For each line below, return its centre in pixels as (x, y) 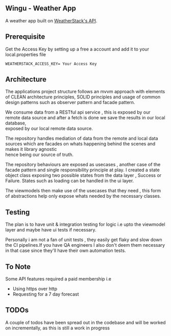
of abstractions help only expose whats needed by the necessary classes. (83, 196)
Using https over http (35, 289)
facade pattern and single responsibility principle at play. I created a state (82, 170)
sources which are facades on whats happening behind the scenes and (80, 144)
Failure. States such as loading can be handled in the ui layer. (70, 181)
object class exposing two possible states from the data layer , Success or (83, 175)
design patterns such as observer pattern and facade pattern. (70, 102)
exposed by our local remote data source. (49, 128)
